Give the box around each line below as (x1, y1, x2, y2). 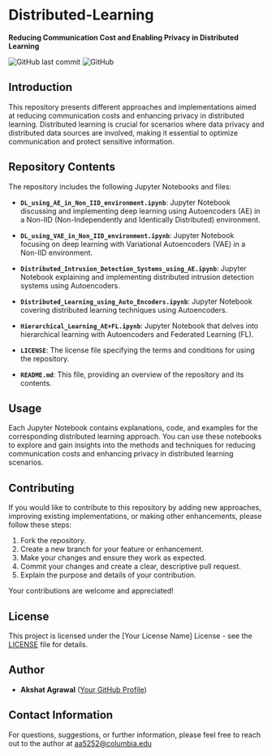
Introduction (8, 80, 73, 94)
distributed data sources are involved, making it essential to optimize (8, 127, 238, 137)
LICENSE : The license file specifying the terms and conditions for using (19, 345, 255, 355)
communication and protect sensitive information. (8, 136, 175, 146)
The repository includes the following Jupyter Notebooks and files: (8, 181, 232, 192)
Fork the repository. (19, 536, 87, 546)
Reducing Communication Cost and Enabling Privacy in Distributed (8, 32, 240, 42)
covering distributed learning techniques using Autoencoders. (19, 305, 228, 314)
